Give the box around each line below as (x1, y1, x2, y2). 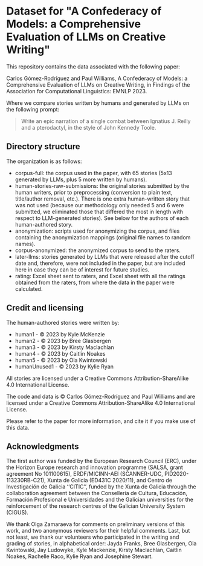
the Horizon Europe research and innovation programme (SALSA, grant (6, 464, 183, 471)
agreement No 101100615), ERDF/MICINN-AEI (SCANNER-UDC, (6, 470, 163, 478)
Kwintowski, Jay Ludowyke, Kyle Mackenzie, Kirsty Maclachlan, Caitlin (6, 547, 182, 554)
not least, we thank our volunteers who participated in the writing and (6, 533, 179, 541)
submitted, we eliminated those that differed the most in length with (14, 208, 183, 215)
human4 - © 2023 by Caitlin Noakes (14, 350, 106, 357)
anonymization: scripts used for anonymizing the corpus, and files (14, 227, 180, 235)
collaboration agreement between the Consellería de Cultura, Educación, (6, 490, 188, 497)
